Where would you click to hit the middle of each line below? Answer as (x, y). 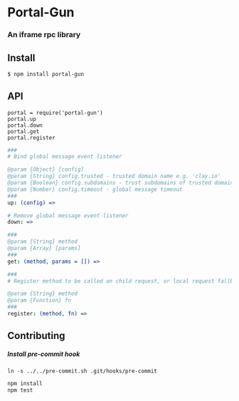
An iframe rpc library (44, 35)
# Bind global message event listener (65, 157)
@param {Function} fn (39, 301)
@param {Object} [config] (46, 170)
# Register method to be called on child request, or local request (111, 281)
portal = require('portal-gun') (55, 113)
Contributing (36, 336)
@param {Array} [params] (44, 249)
